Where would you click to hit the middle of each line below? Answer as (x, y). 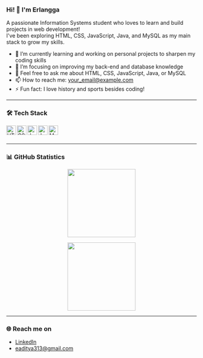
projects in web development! (43, 29)
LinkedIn (26, 342)
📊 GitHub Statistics (36, 157)
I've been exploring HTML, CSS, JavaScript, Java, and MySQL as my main (98, 36)
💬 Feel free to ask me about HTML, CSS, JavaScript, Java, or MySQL (100, 73)
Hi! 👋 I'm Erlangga (33, 10)
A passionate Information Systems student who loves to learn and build (95, 23)
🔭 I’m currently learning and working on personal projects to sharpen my (105, 54)
